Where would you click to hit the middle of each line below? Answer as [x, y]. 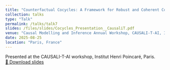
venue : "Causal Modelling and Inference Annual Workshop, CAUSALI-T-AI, [83, 33]
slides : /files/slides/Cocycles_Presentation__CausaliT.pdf [70, 28]
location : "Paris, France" [34, 42]
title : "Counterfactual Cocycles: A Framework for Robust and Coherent [82, 10]
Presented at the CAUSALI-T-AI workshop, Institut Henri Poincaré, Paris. [80, 56]
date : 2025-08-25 [24, 38]
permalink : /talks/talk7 [31, 24]
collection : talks [25, 14]
